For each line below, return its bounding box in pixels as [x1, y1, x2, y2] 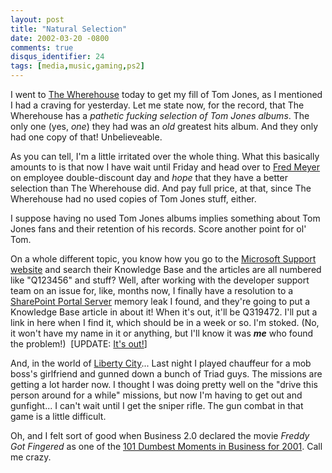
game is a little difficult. [10, 411, 107, 422]
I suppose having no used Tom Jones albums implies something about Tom [10, 212, 321, 224]
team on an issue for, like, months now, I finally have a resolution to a [10, 285, 294, 296]
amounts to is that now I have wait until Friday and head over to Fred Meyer [10, 161, 321, 173]
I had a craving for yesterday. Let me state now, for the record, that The [10, 99, 305, 111]
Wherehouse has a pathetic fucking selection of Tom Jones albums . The [10, 110, 310, 121]
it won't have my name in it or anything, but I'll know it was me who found [10, 327, 314, 339]
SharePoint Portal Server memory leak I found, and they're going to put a [10, 296, 311, 307]
